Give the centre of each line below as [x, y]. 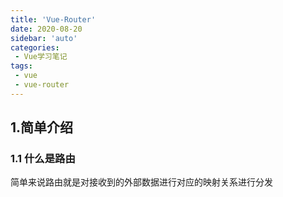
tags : [21, 66]
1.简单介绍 [42, 127]
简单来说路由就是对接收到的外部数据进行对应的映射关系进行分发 [141, 182]
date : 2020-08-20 [46, 29]
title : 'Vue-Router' [53, 19]
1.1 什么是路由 [43, 159]
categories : [35, 47]
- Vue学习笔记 [41, 57]
